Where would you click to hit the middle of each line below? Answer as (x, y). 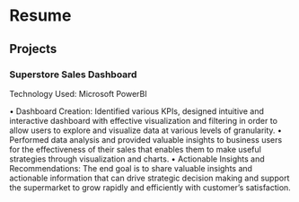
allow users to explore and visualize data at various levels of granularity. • (146, 130)
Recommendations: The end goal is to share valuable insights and (131, 168)
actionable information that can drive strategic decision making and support (149, 178)
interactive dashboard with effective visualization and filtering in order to (144, 120)
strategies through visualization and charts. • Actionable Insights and (137, 159)
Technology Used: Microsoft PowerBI (78, 93)
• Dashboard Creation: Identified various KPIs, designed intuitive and (137, 111)
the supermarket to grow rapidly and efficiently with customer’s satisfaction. (150, 187)
